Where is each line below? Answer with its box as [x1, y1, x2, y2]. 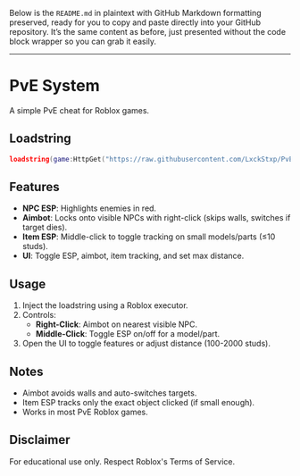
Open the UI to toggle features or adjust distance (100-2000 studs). [21, 338, 271, 349]
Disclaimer [9, 432, 71, 447]
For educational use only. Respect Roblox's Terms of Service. [9, 455, 236, 467]
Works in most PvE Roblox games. [21, 406, 149, 418]
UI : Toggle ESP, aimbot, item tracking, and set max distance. [21, 250, 245, 262]
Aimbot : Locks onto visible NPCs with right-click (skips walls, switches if [21, 213, 291, 223]
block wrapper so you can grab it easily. [9, 36, 157, 46]
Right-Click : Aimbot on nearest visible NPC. [35, 319, 198, 330]
